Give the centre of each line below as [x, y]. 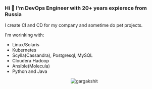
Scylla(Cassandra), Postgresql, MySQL [52, 55]
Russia [13, 14]
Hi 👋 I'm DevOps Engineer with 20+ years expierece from [76, 8]
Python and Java [30, 71]
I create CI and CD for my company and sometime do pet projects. [74, 25]
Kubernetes [24, 50]
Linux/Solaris [26, 45]
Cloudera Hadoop [31, 61]
